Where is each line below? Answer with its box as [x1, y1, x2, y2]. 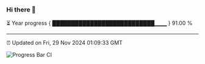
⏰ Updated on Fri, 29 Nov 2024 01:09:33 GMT [6, 39, 123, 46]
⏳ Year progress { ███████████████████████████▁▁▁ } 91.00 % [6, 19, 193, 27]
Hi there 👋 [6, 5, 37, 14]
